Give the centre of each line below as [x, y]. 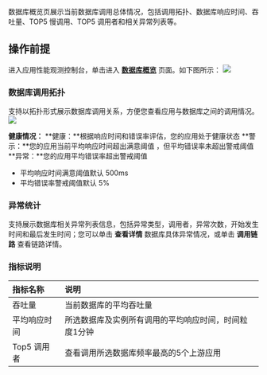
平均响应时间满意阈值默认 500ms [74, 173]
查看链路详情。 [41, 244]
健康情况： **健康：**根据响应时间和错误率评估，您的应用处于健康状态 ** [128, 136]
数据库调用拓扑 [37, 92]
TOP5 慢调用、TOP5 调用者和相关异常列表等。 [105, 21]
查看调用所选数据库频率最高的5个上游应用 [143, 353]
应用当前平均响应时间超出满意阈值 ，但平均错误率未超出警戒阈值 [149, 146]
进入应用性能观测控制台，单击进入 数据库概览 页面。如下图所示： [114, 69]
